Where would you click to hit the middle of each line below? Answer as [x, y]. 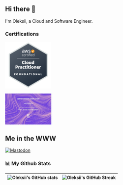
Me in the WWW [31, 138]
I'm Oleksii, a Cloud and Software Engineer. [49, 21]
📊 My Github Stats [28, 163]
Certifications [22, 34]
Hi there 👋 [20, 9]
